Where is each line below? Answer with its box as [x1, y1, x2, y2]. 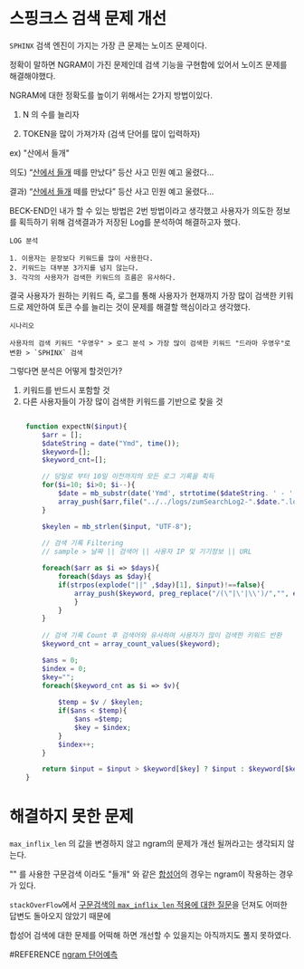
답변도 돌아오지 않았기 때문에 [9, 911, 111, 922]
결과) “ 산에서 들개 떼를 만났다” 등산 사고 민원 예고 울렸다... [9, 186, 214, 197]
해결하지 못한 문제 [9, 807, 134, 827]
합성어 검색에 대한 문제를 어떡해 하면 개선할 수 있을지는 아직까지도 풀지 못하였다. [9, 930, 292, 941]
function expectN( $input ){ [25, 422, 128, 431]
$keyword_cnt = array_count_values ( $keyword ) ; [42, 639, 221, 648]
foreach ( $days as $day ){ [57, 572, 152, 581]
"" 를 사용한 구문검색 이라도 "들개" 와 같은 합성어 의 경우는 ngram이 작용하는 [9, 868, 278, 879]
